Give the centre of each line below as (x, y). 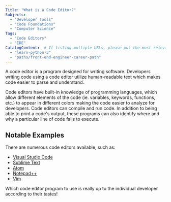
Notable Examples (35, 135)
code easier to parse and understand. (45, 82)
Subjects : (16, 15)
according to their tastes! (32, 194)
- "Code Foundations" (33, 24)
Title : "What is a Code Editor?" (41, 10)
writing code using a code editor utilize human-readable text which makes (83, 77)
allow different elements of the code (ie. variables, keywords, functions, (80, 97)
